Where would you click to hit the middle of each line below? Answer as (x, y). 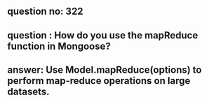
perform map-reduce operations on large (99, 81)
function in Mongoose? (59, 46)
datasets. (28, 92)
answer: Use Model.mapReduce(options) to (104, 70)
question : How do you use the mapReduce (103, 35)
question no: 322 (45, 12)
